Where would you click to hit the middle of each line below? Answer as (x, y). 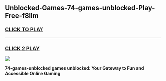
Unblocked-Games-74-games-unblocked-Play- (80, 8)
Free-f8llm (22, 16)
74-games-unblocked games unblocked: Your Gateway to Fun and (75, 68)
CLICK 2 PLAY (22, 48)
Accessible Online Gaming (33, 73)
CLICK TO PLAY (24, 30)
